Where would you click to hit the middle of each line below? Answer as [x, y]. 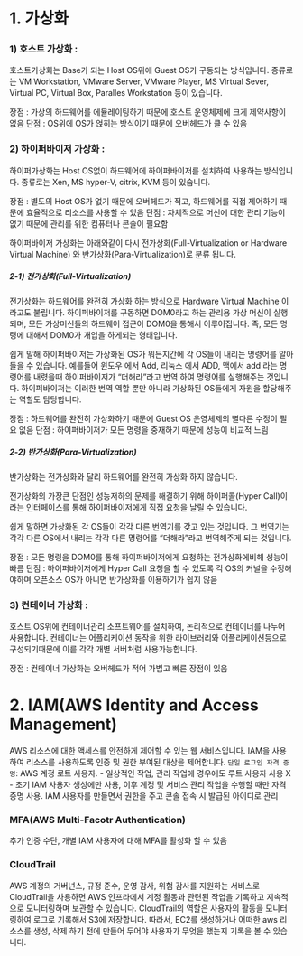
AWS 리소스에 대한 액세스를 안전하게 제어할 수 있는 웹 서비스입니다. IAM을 [140, 750]
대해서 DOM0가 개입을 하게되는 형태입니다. [101, 334]
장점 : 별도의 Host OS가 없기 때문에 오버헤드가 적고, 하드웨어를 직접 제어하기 [143, 201]
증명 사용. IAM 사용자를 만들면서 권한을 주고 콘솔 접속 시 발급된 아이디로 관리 [144, 795]
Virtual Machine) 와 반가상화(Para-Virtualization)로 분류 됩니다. [123, 254]
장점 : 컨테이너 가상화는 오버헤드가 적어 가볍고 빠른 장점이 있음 [119, 669]
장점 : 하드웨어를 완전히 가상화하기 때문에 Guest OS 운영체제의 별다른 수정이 [143, 418]
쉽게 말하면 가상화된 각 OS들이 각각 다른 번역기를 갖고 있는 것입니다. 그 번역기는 [150, 526]
